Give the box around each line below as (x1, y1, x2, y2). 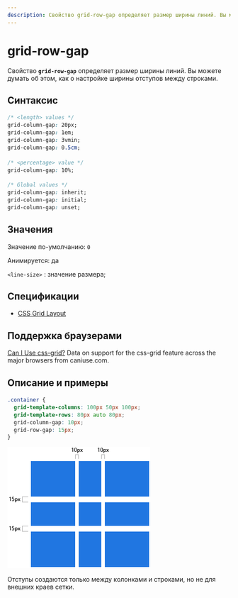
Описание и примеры (7, 377, 108, 389)
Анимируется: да (7, 256, 59, 265)
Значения (7, 223, 53, 236)
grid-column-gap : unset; (7, 204, 81, 211)
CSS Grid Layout (17, 309, 67, 318)
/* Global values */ (7, 182, 69, 189)
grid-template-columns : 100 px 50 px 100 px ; (13, 404, 141, 411)
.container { (7, 397, 46, 404)
